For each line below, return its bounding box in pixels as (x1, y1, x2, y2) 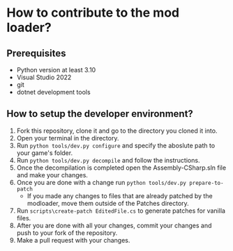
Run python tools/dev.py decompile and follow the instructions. (16, 156, 200, 164)
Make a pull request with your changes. (16, 236, 130, 244)
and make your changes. (16, 170, 89, 179)
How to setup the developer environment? (6, 108, 193, 120)
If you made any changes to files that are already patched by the (27, 191, 213, 200)
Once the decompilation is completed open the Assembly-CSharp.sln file (16, 163, 227, 172)
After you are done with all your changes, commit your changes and (16, 221, 212, 229)
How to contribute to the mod (6, 5, 179, 21)
